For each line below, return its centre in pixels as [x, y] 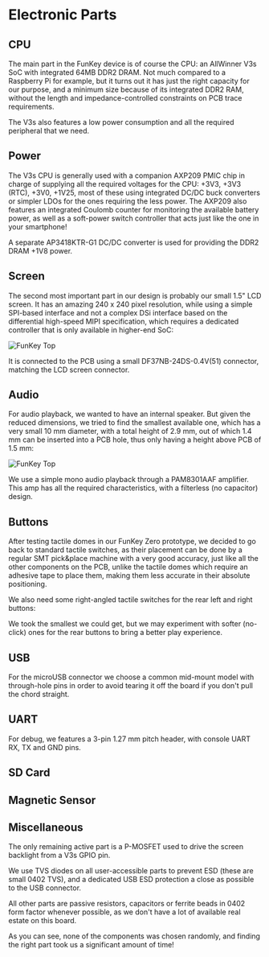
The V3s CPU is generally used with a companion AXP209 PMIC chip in [127, 175]
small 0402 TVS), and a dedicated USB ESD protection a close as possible [131, 880]
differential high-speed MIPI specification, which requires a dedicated [124, 321]
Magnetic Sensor [52, 800]
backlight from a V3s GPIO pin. [59, 856]
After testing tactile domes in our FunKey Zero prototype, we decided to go [132, 542]
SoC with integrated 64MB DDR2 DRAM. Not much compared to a [117, 72]
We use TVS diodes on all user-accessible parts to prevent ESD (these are [131, 871]
